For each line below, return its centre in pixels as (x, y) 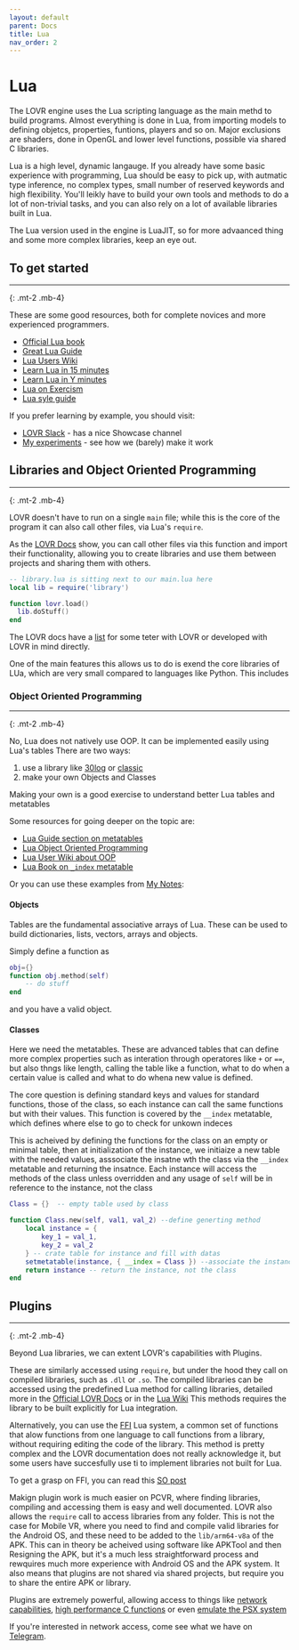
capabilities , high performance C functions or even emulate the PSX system (148, 1610)
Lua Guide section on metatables (83, 838)
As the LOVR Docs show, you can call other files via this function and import (148, 544)
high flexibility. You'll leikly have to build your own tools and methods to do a (149, 194)
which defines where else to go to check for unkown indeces (121, 1123)
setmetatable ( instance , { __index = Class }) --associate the (143, 1262)
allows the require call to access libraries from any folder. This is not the (142, 1517)
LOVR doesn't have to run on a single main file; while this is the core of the (145, 517)
